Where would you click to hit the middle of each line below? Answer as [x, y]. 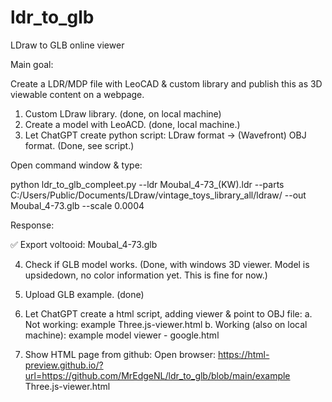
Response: [32, 225]
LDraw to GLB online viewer [67, 45]
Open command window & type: [76, 165]
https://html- [243, 354]
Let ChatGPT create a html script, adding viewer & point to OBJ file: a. [168, 313]
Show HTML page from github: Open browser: [120, 354]
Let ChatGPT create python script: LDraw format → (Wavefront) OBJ [165, 135]
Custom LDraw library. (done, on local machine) [123, 113]
